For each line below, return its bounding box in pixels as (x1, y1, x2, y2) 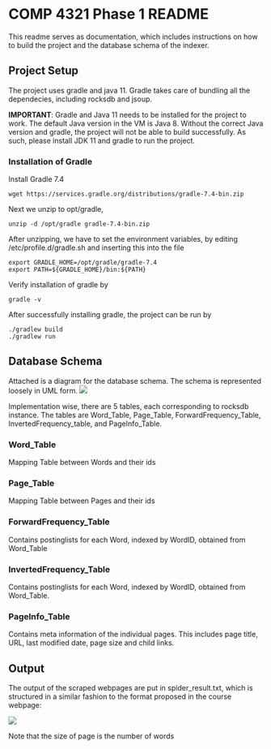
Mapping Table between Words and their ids (8, 458, 156, 467)
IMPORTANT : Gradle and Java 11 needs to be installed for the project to (8, 110, 247, 119)
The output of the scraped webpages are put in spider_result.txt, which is (8, 683, 253, 693)
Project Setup (8, 64, 79, 78)
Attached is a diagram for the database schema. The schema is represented (8, 376, 261, 385)
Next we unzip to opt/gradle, (8, 204, 104, 214)
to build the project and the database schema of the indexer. (8, 40, 210, 50)
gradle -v (8, 295, 42, 304)
